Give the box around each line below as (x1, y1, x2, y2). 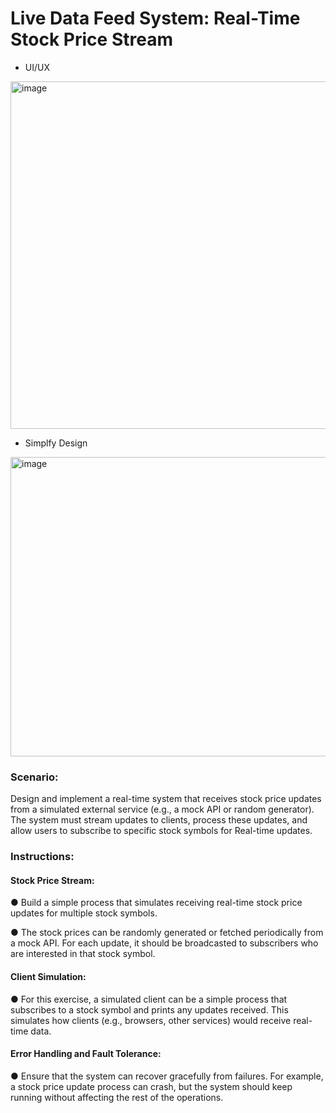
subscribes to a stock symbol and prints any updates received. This (10, 1003, 289, 1016)
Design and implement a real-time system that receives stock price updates (10, 793, 322, 805)
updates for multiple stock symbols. (10, 907, 158, 919)
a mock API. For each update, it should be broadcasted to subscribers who (10, 937, 319, 949)
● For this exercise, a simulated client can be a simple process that (10, 993, 288, 1005)
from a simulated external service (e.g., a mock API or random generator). (10, 803, 315, 816)
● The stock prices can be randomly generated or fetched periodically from (10, 927, 324, 939)
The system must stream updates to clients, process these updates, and (10, 814, 308, 826)
